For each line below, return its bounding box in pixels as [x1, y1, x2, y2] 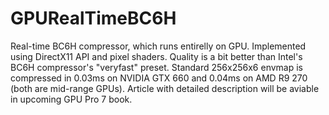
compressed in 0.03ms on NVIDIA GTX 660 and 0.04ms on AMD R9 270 [10, 72, 308, 84]
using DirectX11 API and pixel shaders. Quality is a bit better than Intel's [10, 50, 303, 62]
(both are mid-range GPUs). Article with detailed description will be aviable [10, 82, 320, 94]
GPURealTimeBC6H [10, 7, 177, 30]
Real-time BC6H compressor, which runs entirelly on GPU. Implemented [10, 40, 307, 52]
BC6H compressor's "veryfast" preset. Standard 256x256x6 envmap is [10, 61, 303, 73]
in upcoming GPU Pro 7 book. [10, 93, 133, 105]
